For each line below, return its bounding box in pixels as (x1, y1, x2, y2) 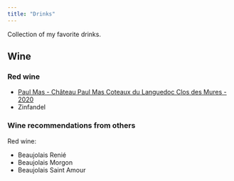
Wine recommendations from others (7, 121, 136, 131)
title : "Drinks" (7, 10, 55, 18)
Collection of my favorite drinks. (7, 30, 102, 38)
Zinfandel (17, 103, 46, 111)
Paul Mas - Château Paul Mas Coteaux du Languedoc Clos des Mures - (17, 88, 227, 97)
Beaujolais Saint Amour (17, 165, 87, 174)
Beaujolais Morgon (17, 158, 73, 167)
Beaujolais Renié (17, 150, 66, 159)
